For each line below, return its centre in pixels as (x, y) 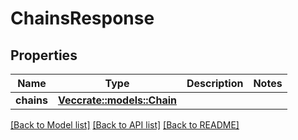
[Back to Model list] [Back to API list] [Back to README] (125, 125)
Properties (44, 55)
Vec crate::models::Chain (117, 100)
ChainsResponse (82, 18)
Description (215, 83)
